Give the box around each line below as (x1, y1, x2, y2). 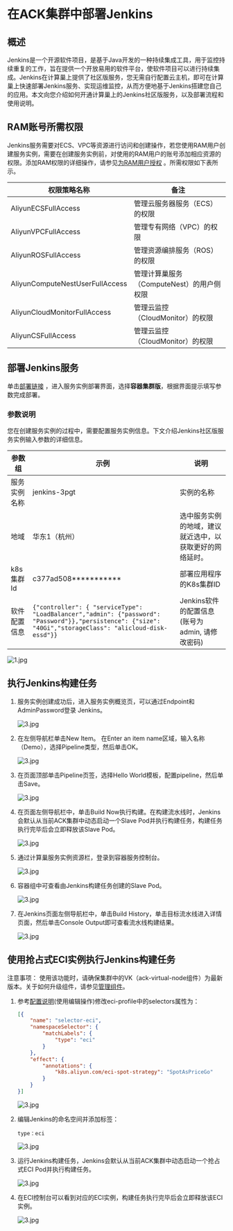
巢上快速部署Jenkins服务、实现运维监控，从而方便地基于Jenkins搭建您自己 (7, 82, 222, 90)
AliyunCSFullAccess (10, 331, 76, 340)
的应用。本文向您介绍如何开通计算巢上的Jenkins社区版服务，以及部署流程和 (7, 91, 224, 98)
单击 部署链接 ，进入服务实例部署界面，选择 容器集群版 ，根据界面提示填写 (7, 382, 216, 390)
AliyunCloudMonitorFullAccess (10, 307, 112, 317)
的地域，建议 (180, 521, 222, 531)
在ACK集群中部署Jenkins (7, 6, 154, 22)
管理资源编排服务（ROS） (134, 245, 218, 255)
